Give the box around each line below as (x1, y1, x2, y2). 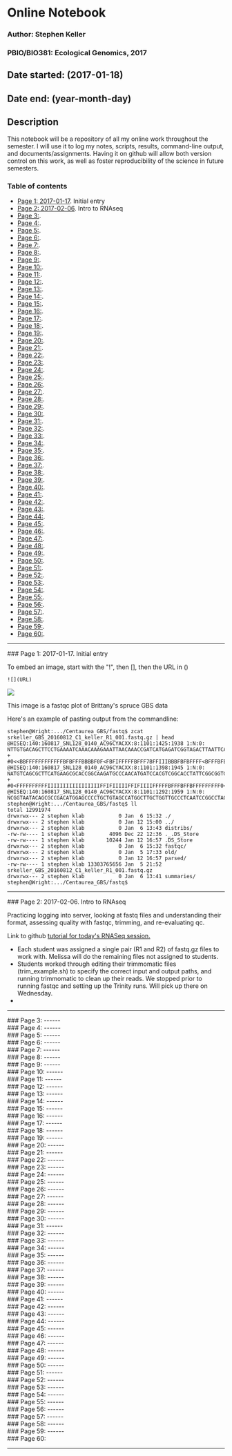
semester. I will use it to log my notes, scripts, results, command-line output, (7, 142, 224, 150)
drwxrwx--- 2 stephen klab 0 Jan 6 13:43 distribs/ (7, 824, 193, 831)
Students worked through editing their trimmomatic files (17, 960, 177, 968)
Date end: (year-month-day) (7, 93, 132, 104)
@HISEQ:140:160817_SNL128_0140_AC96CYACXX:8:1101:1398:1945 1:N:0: (7, 764, 206, 771)
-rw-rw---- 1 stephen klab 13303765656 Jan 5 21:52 (7, 861, 162, 868)
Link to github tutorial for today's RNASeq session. (7, 931, 151, 940)
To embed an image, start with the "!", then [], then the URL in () (7, 663, 188, 671)
